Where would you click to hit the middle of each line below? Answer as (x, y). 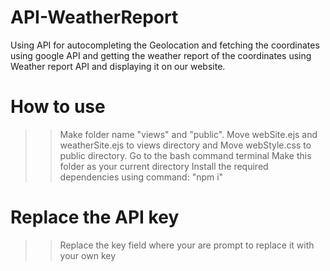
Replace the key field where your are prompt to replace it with (187, 245)
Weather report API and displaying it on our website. (118, 66)
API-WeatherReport (94, 17)
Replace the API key (95, 217)
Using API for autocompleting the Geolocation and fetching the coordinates (165, 45)
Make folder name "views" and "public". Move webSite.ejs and (188, 134)
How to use (58, 107)
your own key (88, 255)
